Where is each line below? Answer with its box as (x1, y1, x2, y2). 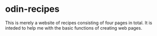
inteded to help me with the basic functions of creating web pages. (5, 25, 143, 31)
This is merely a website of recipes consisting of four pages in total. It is (5, 20, 153, 26)
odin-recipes (5, 3, 60, 15)
